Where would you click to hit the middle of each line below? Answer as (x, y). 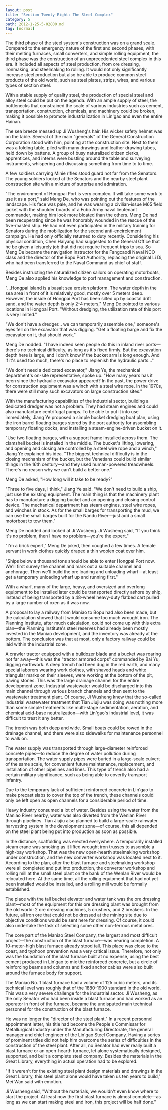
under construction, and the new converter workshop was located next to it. (84, 857)
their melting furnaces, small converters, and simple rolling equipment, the (82, 54)
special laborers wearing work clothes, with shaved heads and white (76, 670)
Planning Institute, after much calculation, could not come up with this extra (83, 623)
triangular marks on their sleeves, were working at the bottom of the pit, (79, 675)
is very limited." (21, 315)
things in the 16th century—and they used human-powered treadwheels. (80, 464)
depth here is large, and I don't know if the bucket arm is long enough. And (82, 355)
